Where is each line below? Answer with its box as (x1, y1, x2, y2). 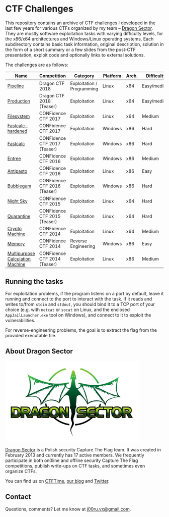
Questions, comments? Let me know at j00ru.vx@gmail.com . (5, 506, 131, 512)
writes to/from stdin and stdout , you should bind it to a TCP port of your (5, 301, 155, 307)
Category (74, 73, 95, 79)
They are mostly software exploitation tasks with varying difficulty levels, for (5, 30, 163, 36)
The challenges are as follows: (5, 62, 68, 68)
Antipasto (7, 168, 28, 174)
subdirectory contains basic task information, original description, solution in (5, 41, 164, 47)
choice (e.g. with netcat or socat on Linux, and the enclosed (5, 306, 130, 313)
